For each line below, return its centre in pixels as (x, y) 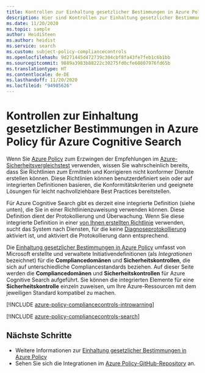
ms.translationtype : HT (37, 69)
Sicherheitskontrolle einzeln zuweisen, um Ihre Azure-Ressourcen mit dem (101, 286)
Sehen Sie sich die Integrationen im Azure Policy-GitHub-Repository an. (105, 363)
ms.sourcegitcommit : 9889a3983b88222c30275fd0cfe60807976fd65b (88, 63)
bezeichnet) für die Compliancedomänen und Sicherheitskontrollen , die (99, 260)
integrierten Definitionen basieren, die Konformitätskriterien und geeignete (100, 184)
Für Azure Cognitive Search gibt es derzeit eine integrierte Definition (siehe (101, 203)
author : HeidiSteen (31, 35)
